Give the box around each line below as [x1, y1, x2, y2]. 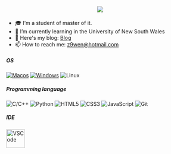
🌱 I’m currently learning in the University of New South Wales [14, 27, 165, 35]
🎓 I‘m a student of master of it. [14, 19, 92, 26]
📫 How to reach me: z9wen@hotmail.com [14, 40, 119, 48]
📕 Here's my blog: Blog [14, 34, 71, 41]
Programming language [6, 85, 67, 92]
